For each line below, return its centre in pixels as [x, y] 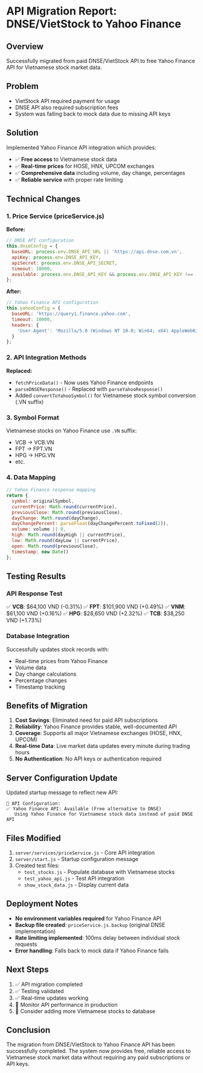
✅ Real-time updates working [52, 998]
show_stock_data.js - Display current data [76, 885]
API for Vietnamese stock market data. [54, 67]
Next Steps [27, 970]
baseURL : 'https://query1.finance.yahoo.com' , [71, 314]
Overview [25, 46]
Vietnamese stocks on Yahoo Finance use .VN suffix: [72, 431]
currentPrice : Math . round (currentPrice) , [65, 507]
